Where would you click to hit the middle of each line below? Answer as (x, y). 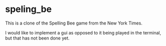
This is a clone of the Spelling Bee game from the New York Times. (74, 23)
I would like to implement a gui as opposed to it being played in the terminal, (83, 32)
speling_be (28, 9)
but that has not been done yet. (37, 38)
